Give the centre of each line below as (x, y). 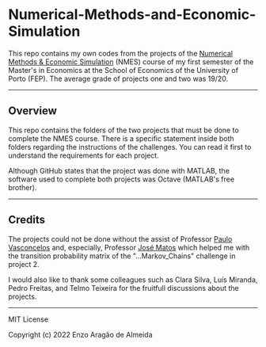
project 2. (24, 264)
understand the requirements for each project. (84, 155)
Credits (27, 220)
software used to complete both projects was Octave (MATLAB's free (122, 179)
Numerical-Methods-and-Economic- (132, 15)
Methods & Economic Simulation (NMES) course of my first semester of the (131, 62)
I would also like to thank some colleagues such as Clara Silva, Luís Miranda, (133, 280)
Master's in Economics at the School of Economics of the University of (123, 70)
